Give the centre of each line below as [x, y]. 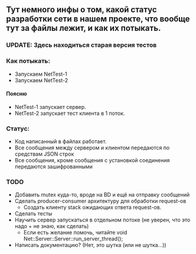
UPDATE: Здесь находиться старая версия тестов [81, 45]
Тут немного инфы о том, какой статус [82, 10]
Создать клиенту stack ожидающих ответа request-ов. [92, 207]
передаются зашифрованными [53, 167]
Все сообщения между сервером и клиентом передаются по [92, 148]
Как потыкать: [28, 61]
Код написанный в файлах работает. [61, 142]
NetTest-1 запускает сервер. [50, 107]
